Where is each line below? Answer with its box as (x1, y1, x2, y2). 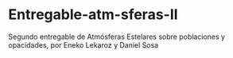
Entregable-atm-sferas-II (8, 6, 178, 24)
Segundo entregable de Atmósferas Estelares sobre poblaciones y (8, 32, 225, 41)
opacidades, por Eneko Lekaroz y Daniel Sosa (8, 40, 159, 49)
